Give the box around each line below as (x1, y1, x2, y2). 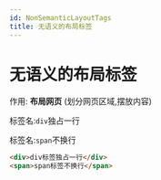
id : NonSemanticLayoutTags (9, 13, 112, 23)
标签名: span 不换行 (9, 134, 76, 146)
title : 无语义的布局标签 (9, 22, 93, 31)
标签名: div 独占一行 (9, 115, 80, 126)
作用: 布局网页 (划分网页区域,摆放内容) (9, 96, 153, 107)
